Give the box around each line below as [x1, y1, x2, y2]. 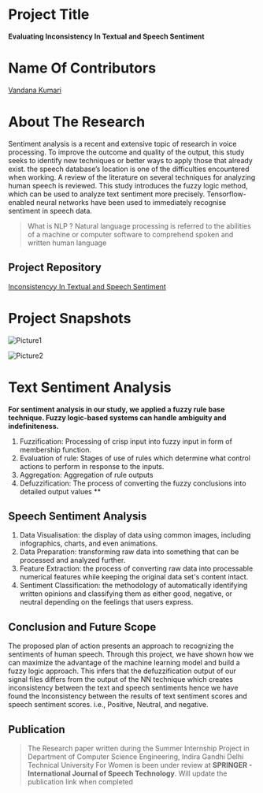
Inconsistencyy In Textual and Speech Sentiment [8, 281, 167, 291]
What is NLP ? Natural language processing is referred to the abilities [27, 221, 252, 230]
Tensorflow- [206, 189, 246, 199]
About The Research [8, 113, 146, 131]
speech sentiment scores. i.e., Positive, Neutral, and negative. [8, 700, 209, 709]
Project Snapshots [8, 309, 131, 327]
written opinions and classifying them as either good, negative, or [19, 589, 233, 598]
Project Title [8, 6, 90, 24]
